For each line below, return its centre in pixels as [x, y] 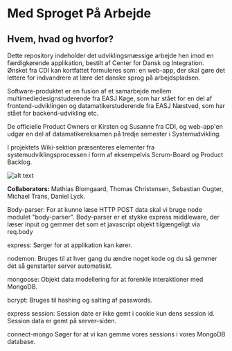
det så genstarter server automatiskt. [60, 266]
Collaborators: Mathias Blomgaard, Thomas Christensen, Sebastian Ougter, [115, 189]
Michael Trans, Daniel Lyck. [46, 196]
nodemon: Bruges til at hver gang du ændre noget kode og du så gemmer [112, 259]
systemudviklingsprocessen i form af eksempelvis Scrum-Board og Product [115, 155]
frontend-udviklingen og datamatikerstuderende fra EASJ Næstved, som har [116, 106]
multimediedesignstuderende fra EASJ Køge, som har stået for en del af [110, 98]
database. [21, 342]
